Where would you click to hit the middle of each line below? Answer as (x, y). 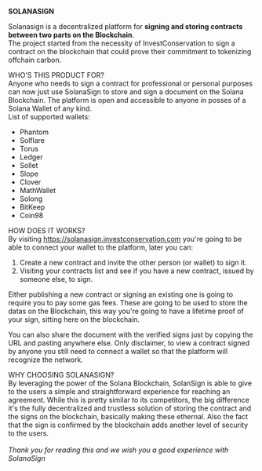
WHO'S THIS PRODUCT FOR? (56, 75)
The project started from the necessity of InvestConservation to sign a (122, 43)
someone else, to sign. (56, 279)
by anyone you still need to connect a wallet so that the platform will (118, 351)
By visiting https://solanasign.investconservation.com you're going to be (125, 239)
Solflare (32, 140)
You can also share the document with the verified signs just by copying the (131, 334)
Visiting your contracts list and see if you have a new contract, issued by (136, 271)
